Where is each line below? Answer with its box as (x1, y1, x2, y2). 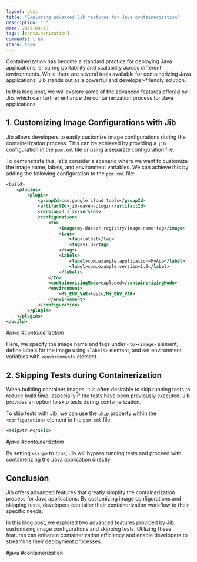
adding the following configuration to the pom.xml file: (6, 169, 135, 177)
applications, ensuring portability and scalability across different (6, 64, 162, 71)
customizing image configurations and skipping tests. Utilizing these (6, 525, 172, 532)
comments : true (6, 36, 44, 42)
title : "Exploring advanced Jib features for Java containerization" (6, 14, 181, 20)
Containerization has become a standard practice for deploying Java (6, 57, 172, 65)
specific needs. (6, 507, 44, 514)
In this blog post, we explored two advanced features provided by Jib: (6, 519, 176, 526)
